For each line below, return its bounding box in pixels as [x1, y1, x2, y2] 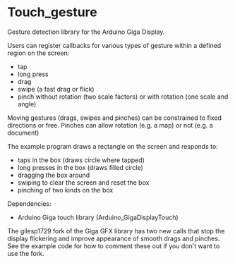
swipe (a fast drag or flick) [17, 85, 95, 93]
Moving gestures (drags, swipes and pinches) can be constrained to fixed [7, 114, 222, 122]
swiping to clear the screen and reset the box [17, 178, 150, 187]
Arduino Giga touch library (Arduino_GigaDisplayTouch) [17, 213, 179, 221]
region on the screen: [7, 49, 70, 57]
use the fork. [7, 249, 44, 257]
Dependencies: [7, 199, 52, 208]
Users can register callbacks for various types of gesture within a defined [7, 41, 222, 49]
